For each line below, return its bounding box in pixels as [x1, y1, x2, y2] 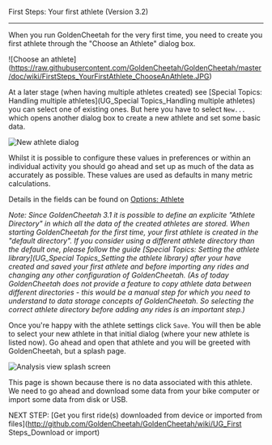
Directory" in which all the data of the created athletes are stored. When [8, 218, 250, 228]
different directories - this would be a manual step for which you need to [8, 287, 251, 297]
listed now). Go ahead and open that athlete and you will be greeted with [8, 337, 251, 347]
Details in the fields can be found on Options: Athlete [8, 194, 185, 204]
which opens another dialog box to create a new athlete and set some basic [8, 113, 261, 122]
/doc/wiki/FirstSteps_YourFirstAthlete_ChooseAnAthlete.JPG [8, 72, 210, 81]
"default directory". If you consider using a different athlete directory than [8, 236, 255, 245]
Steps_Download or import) [8, 428, 100, 437]
